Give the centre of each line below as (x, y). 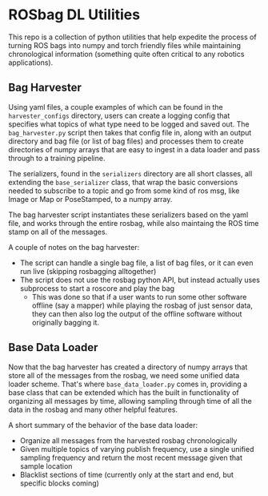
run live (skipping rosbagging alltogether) (88, 271)
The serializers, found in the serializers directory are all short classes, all (130, 173)
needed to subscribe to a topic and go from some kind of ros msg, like (124, 191)
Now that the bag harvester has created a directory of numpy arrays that (128, 367)
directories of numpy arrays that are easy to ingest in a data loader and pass (134, 149)
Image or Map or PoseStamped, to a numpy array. (90, 199)
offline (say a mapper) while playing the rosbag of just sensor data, (142, 305)
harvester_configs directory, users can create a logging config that (119, 115)
